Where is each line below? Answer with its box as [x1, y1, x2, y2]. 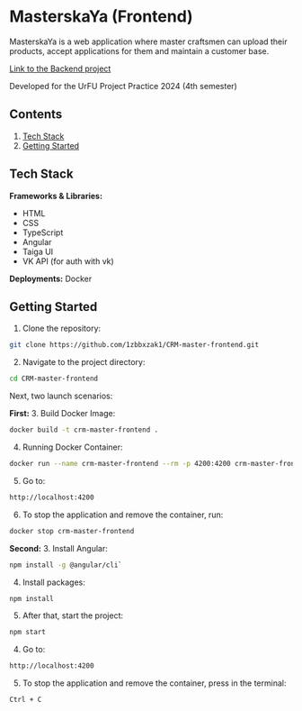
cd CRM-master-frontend [9, 374, 99, 384]
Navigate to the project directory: [22, 357, 146, 368]
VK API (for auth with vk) [22, 255, 114, 267]
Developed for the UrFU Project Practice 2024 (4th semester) [9, 80, 238, 91]
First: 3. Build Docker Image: [9, 408, 116, 419]
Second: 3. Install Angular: [9, 542, 108, 553]
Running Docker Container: [22, 442, 123, 452]
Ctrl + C [9, 696, 42, 705]
